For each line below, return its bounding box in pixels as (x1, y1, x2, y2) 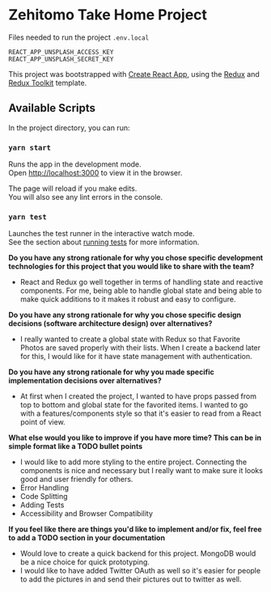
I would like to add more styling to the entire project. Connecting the (19, 457, 248, 467)
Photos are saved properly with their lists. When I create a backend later (19, 343, 261, 353)
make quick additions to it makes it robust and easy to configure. (19, 294, 236, 304)
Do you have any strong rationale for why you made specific (8, 367, 214, 377)
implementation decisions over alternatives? (8, 376, 162, 386)
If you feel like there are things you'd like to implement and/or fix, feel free (8, 524, 262, 535)
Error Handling (19, 483, 70, 493)
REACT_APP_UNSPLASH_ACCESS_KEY (8, 48, 114, 56)
